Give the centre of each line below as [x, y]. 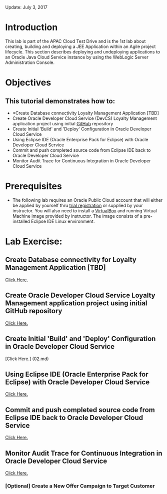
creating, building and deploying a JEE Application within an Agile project [80, 46]
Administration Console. [30, 62]
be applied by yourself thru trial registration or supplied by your [77, 205]
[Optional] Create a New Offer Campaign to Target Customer [80, 486]
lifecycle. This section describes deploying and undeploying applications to [83, 51]
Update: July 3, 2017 [26, 7]
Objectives [28, 83]
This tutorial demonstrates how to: [60, 101]
